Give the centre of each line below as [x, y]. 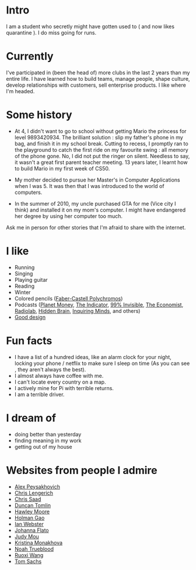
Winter [22, 292]
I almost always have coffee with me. [59, 376]
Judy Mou [27, 536]
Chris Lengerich [34, 493]
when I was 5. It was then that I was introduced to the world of [89, 186]
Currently [30, 57]
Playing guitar [31, 279]
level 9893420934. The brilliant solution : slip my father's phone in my [99, 137]
